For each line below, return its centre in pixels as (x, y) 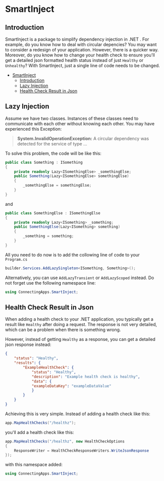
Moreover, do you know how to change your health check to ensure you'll (80, 55)
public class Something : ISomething (44, 162)
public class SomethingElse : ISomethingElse (53, 213)
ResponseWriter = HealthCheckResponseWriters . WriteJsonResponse (82, 451)
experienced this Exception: (33, 129)
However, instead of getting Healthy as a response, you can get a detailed (80, 339)
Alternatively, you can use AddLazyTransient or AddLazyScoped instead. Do (80, 278)
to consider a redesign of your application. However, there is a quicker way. (82, 50)
